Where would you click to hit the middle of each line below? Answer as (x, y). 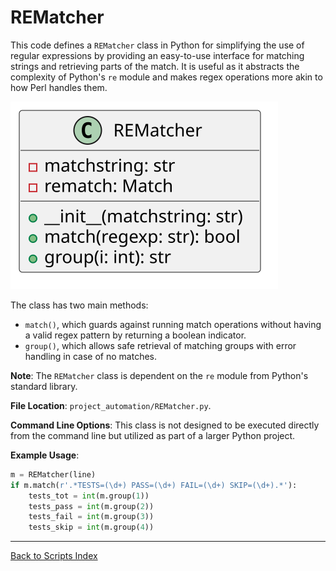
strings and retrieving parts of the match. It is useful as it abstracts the (155, 66)
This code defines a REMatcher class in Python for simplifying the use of (157, 45)
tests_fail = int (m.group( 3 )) (91, 517)
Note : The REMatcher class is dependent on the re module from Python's (159, 375)
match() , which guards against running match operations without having (173, 324)
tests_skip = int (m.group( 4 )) (91, 527)
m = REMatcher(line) (53, 474)
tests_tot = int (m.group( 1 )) (89, 496)
